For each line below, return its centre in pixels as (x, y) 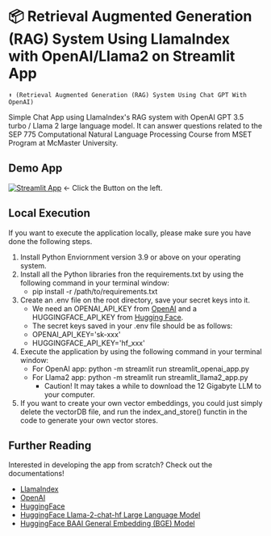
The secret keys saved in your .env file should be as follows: (132, 326)
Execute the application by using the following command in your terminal (141, 351)
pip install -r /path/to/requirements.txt (95, 291)
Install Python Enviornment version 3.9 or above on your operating (130, 257)
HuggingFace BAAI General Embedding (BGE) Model (107, 524)
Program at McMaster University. (63, 142)
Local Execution (49, 213)
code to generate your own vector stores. (89, 420)
